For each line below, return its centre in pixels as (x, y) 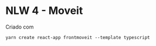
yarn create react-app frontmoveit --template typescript (78, 37)
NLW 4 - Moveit (44, 11)
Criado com (20, 27)
